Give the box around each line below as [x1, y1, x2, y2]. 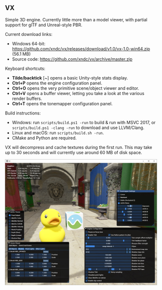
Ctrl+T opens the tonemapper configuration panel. [12, 100, 113, 106]
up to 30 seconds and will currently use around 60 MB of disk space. [5, 149, 142, 155]
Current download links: [5, 31, 53, 37]
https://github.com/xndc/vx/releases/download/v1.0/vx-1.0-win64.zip [12, 46, 150, 51]
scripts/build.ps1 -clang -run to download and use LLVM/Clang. [12, 125, 145, 130]
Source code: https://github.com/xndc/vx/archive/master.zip [12, 56, 133, 62]
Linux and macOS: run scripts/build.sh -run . [12, 129, 104, 135]
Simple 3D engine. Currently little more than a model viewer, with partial [5, 16, 148, 22]
